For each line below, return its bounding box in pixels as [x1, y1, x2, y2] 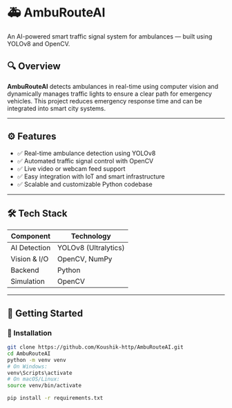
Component [10, 232, 50, 241]
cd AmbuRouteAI [7, 350, 51, 357]
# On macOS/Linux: [7, 376, 60, 382]
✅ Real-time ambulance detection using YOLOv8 [17, 149, 156, 157]
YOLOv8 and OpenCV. [7, 39, 70, 48]
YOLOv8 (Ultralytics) [57, 243, 125, 253]
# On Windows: [7, 363, 48, 370]
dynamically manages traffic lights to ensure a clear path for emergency [7, 90, 213, 98]
